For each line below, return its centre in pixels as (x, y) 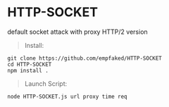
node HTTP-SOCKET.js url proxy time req (68, 96)
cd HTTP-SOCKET (30, 64)
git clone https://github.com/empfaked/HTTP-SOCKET (84, 58)
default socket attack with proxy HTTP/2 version (77, 32)
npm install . (28, 70)
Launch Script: (46, 83)
